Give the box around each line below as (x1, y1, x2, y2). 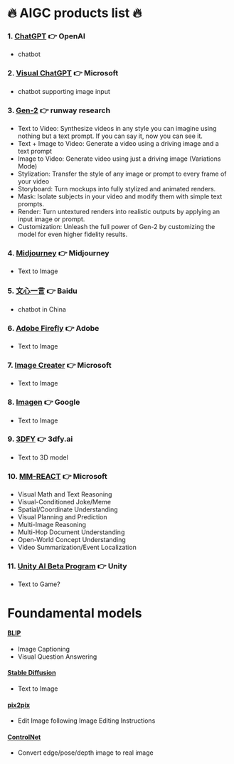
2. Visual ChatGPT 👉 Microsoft (7, 68, 119, 78)
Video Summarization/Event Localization (17, 543, 137, 552)
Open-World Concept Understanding (17, 536, 126, 544)
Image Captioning (17, 644, 70, 653)
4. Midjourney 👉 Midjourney (7, 248, 110, 258)
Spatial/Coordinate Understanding (17, 505, 118, 514)
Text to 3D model (17, 453, 69, 462)
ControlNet (7, 733, 41, 741)
